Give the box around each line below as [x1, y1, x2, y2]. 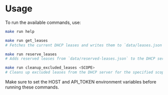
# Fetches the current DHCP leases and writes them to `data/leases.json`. [5, 43, 166, 48]
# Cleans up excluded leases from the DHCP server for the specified [5, 70, 153, 75]
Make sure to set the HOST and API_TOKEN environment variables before [5, 79, 156, 85]
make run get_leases [5, 38, 48, 43]
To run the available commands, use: [5, 19, 81, 25]
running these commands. [5, 84, 59, 90]
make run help [5, 29, 35, 34]
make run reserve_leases [5, 52, 57, 57]
